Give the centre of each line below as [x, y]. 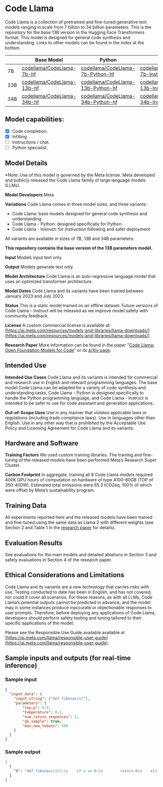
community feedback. [27, 316]
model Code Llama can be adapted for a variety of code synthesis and [75, 387]
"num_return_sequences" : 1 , [51, 717]
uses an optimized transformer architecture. [49, 281]
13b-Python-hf [99, 88]
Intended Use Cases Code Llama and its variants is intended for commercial [81, 377]
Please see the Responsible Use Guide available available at [65, 632]
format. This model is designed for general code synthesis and [68, 37]
